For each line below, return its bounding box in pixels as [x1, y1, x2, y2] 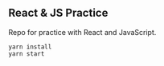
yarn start [8, 49, 45, 58]
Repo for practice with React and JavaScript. [8, 27, 157, 37]
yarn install [8, 43, 52, 51]
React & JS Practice [8, 6, 109, 20]
